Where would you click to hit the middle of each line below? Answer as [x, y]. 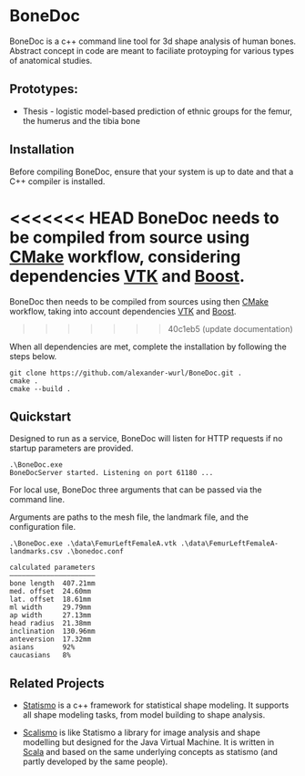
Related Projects [57, 683]
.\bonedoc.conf [96, 552]
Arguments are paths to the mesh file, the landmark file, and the [129, 517]
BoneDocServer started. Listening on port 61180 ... [112, 473]
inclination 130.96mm [52, 631]
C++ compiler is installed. [57, 181]
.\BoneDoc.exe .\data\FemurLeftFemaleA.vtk [93, 543]
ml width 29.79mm [51, 607]
